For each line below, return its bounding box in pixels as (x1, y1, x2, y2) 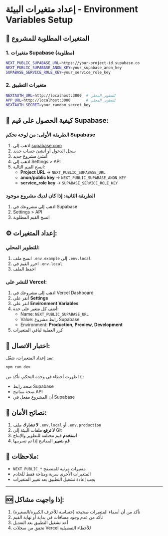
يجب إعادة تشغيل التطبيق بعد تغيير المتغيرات (12, 476, 96, 482)
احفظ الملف (12, 266, 36, 272)
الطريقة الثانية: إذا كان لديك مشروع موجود (5, 192, 95, 199)
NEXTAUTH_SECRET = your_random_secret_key (5, 102, 91, 107)
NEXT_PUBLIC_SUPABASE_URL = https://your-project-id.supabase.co (5, 60, 140, 66)
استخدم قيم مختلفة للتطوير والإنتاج (12, 432, 77, 438)
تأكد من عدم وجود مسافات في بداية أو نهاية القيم (12, 514, 103, 520)
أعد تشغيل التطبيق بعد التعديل (12, 519, 69, 525)
